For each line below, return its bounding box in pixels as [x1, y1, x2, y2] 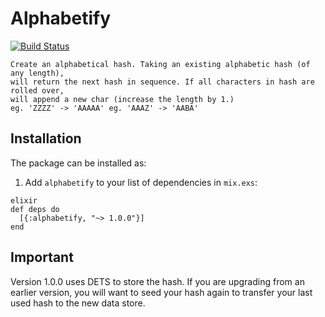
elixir [10, 195, 38, 206]
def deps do [10, 204, 60, 214]
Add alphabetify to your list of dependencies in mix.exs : [24, 176, 258, 188]
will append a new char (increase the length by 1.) [10, 94, 235, 104]
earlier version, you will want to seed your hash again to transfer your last [10, 286, 313, 298]
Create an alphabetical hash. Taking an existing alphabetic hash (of [10, 59, 311, 69]
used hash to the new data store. [10, 297, 146, 309]
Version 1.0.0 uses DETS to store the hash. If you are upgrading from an [10, 275, 305, 287]
